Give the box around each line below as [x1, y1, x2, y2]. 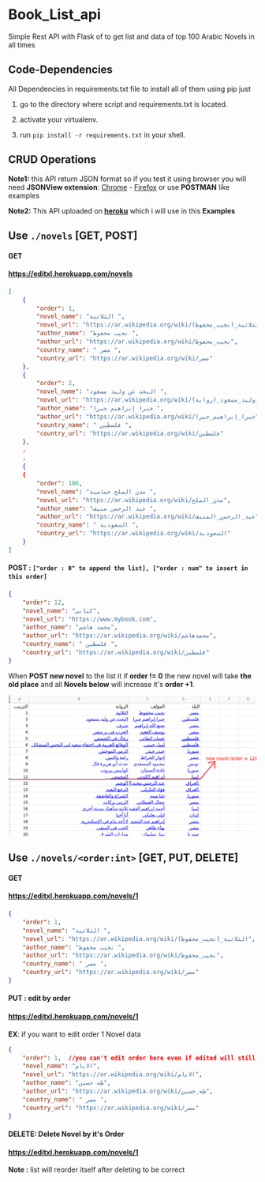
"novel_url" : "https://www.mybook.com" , [22, 615, 157, 623]
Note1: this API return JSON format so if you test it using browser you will [8, 174, 247, 183]
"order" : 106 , [36, 479, 83, 487]
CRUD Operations [8, 153, 97, 167]
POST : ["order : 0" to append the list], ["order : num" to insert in [8, 563, 248, 572]
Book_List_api [8, 6, 101, 24]
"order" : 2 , [36, 380, 77, 387]
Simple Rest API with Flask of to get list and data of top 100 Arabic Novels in [8, 32, 255, 41]
